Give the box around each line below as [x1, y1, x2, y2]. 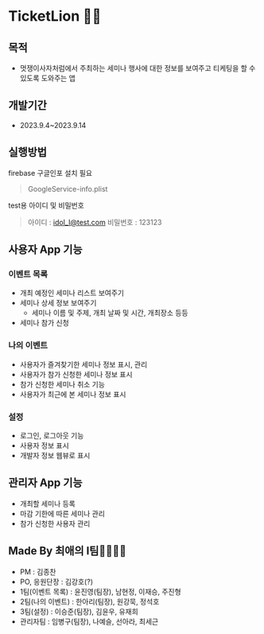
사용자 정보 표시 [19, 441, 69, 450]
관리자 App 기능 [8, 476, 83, 490]
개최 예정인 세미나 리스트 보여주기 [19, 288, 125, 298]
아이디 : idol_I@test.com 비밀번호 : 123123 [27, 217, 162, 227]
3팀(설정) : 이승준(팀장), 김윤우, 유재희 [19, 606, 139, 616]
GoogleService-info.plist [27, 184, 108, 193]
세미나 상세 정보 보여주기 [19, 298, 97, 308]
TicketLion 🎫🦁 [8, 7, 102, 25]
